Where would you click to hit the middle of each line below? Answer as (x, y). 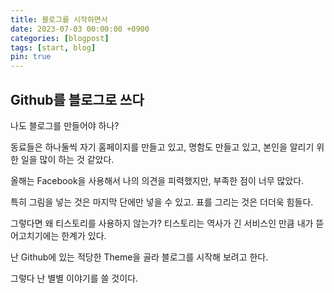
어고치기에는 (35, 235)
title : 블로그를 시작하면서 (59, 19)
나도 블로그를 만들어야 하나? (65, 125)
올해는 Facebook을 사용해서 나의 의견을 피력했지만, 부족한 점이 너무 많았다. (157, 180)
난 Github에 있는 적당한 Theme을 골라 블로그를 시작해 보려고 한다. (139, 257)
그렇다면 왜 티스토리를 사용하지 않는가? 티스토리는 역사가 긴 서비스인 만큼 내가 (162, 223)
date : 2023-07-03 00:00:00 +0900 (80, 29)
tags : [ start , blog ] (53, 47)
